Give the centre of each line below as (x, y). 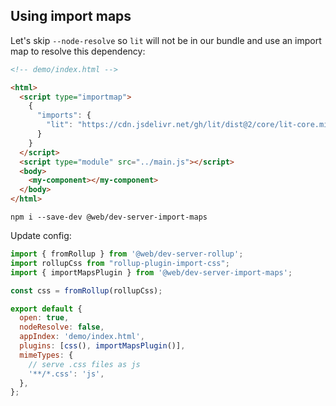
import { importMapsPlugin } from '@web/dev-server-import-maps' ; (151, 272)
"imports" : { (64, 115)
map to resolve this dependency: (78, 51)
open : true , (44, 318)
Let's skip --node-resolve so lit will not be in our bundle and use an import (166, 40)
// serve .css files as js (84, 364)
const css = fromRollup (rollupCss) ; (86, 290)
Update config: (41, 236)
